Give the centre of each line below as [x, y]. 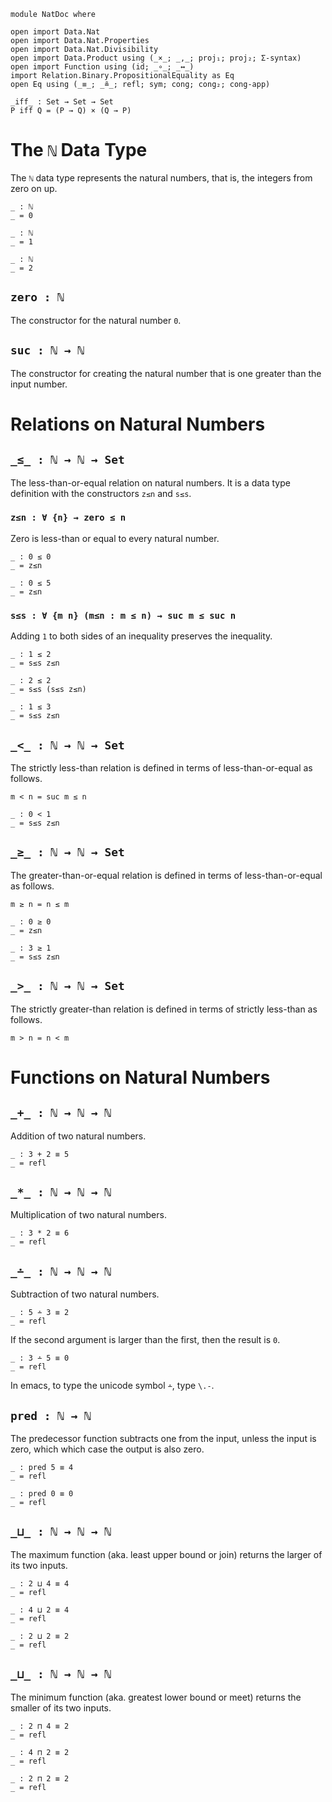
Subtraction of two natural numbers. [85, 1294]
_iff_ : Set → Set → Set [62, 102]
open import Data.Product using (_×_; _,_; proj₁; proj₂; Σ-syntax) [156, 58]
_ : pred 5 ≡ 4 [42, 1468]
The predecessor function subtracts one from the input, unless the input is [163, 1439]
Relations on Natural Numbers [138, 424]
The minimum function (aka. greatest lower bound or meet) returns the [156, 1697]
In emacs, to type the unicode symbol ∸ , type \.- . [112, 1386]
